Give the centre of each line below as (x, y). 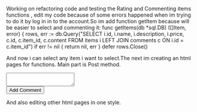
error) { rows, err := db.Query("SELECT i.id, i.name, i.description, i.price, (95, 34)
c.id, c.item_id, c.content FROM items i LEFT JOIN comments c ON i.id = (95, 40)
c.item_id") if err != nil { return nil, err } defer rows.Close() (77, 46)
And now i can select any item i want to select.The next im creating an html (99, 58)
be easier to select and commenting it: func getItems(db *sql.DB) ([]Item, (96, 27)
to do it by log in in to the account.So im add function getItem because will (98, 21)
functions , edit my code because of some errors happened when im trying (99, 15)
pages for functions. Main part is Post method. (63, 64)
